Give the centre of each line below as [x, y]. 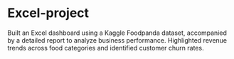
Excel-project [48, 13]
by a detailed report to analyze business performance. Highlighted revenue [117, 40]
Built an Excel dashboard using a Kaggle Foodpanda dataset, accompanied [117, 33]
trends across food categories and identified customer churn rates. [106, 48]
